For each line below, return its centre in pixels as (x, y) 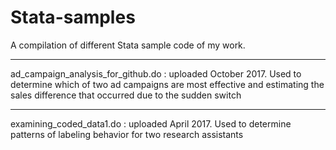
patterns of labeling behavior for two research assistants (127, 134)
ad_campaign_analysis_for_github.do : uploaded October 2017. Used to (156, 73)
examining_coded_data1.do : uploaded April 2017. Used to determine (151, 123)
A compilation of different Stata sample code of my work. (128, 45)
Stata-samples (73, 17)
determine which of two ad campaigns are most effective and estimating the (167, 84)
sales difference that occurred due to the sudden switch (126, 95)
